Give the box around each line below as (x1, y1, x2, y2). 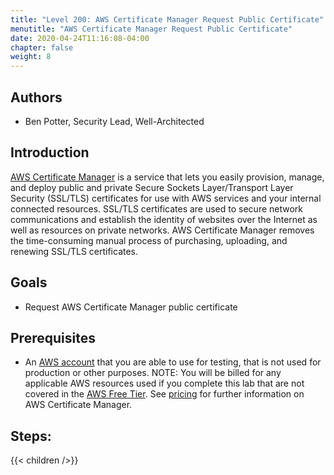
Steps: (10, 427, 52, 445)
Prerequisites (10, 329, 96, 346)
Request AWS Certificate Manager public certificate (24, 301, 238, 313)
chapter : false (10, 42, 74, 53)
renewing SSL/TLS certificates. (10, 245, 139, 257)
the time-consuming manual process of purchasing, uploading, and (10, 234, 288, 246)
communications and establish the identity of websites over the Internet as (10, 213, 318, 225)
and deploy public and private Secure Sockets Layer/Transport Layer (10, 181, 294, 193)
